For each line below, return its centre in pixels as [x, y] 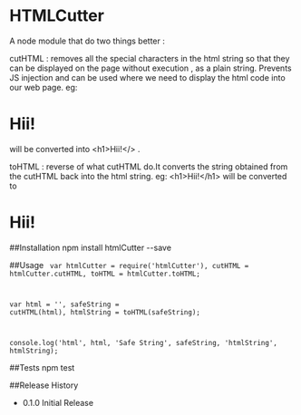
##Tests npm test [42, 367]
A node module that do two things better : [87, 41]
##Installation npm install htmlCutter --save [91, 247]
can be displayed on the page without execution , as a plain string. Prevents [150, 68]
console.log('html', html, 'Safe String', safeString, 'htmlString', [144, 343]
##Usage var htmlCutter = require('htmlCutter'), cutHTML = [129, 265]
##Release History [44, 385]
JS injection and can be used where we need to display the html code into [147, 77]
